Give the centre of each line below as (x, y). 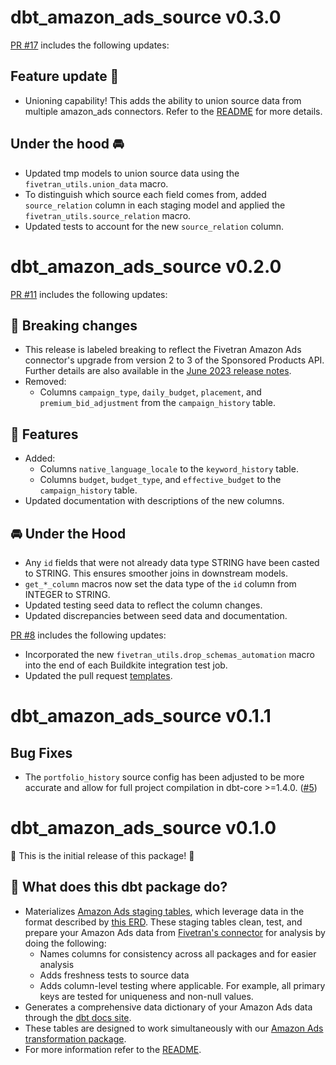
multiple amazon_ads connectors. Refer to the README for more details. (173, 111)
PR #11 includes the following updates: (89, 294)
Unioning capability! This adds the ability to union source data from (163, 100)
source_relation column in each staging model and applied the (155, 205)
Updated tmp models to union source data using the (132, 173)
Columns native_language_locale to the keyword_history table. (169, 469)
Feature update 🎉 (65, 76)
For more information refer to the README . (113, 1049)
